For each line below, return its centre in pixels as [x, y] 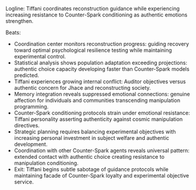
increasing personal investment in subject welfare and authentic [92, 138]
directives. [27, 125]
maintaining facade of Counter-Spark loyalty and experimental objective [102, 176]
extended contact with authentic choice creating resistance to [89, 157]
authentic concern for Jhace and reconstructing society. [82, 88]
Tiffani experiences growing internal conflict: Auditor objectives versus [100, 81]
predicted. [26, 75]
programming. [31, 107]
